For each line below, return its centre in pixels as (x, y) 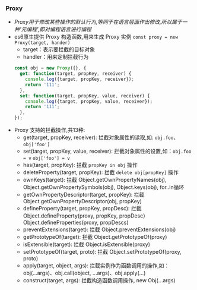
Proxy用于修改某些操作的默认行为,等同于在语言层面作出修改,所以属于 (98, 22)
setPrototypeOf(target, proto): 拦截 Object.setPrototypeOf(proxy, (102, 252)
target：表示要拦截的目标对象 (59, 49)
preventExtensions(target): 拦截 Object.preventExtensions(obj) (99, 229)
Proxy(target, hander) (42, 43)
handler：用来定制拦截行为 (56, 57)
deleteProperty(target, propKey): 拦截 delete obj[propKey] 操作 (101, 172)
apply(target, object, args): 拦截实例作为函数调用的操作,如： (96, 266)
